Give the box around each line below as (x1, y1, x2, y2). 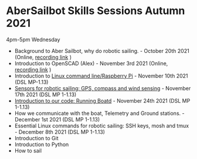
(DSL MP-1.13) (14, 78, 49, 86)
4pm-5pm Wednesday (6, 36, 60, 43)
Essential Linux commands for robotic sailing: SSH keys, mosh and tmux (14, 122, 189, 129)
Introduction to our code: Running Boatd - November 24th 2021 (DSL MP (14, 97, 191, 104)
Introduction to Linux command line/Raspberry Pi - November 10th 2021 (14, 72, 188, 79)
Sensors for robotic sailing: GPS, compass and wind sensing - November (14, 84, 191, 92)
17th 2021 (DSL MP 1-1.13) (14, 91, 77, 98)
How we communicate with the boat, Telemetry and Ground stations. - (14, 110, 185, 117)
